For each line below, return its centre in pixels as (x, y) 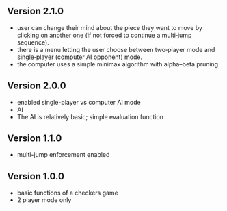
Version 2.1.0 (35, 11)
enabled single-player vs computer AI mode (79, 102)
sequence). (33, 42)
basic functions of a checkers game (67, 193)
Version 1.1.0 (35, 139)
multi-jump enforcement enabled (63, 155)
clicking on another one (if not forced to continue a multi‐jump (104, 35)
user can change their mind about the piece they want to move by (110, 27)
